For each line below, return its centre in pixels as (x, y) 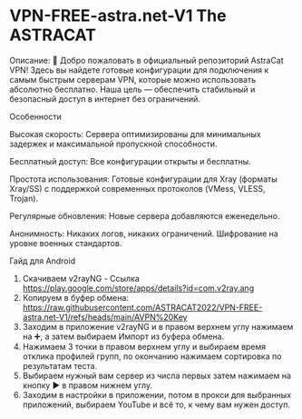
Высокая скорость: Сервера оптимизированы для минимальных (135, 134)
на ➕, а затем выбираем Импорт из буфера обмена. (123, 336)
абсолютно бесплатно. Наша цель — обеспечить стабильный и (132, 89)
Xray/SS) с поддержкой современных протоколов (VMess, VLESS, (137, 188)
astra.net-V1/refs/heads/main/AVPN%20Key (105, 317)
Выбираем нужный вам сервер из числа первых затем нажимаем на (157, 375)
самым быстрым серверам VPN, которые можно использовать (133, 79)
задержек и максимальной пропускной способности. (113, 144)
